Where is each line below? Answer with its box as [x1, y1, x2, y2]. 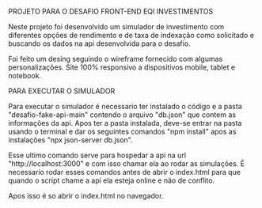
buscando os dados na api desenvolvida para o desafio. [8, 39, 192, 48]
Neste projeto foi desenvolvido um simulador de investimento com [8, 22, 225, 31]
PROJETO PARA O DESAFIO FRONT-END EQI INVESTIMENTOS [8, 7, 214, 16]
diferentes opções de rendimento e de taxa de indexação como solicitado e [8, 31, 255, 40]
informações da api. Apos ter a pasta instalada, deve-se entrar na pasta [8, 119, 242, 127]
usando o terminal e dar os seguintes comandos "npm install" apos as [8, 127, 237, 136]
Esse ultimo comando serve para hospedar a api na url [8, 150, 187, 160]
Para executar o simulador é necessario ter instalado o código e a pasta [8, 102, 243, 111]
